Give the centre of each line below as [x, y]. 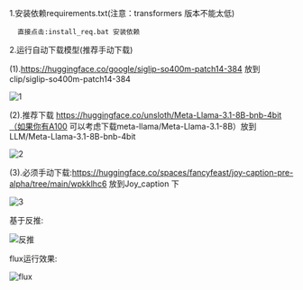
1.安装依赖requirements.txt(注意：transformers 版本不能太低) [122, 13]
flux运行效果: [33, 258]
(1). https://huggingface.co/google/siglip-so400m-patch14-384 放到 [135, 69]
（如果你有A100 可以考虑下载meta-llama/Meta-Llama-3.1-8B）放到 [133, 126]
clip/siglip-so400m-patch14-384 [70, 79]
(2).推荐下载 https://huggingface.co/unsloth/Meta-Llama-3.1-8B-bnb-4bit [146, 115]
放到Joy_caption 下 [144, 184]
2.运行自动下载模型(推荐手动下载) [71, 50]
